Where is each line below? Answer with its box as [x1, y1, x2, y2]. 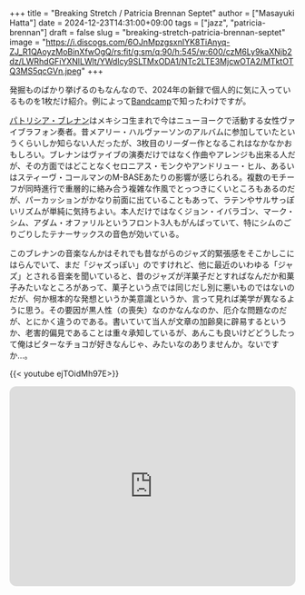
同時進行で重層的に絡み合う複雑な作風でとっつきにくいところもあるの [25, 183, 288, 193]
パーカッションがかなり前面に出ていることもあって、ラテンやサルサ [25, 194, 280, 205]
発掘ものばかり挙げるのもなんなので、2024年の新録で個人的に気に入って [9, 84, 283, 94]
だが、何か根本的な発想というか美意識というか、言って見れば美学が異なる [9, 293, 288, 303]
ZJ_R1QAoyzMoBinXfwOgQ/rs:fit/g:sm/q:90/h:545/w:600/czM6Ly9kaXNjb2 [9, 46, 292, 57]
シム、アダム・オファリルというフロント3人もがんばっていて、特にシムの [9, 217, 284, 228]
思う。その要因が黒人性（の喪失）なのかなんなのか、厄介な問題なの [25, 304, 280, 315]
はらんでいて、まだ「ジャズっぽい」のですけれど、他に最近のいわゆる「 [9, 259, 279, 270]
